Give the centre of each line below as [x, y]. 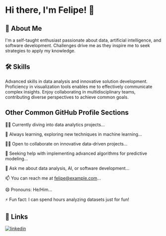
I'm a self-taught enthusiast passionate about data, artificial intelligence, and [83, 40]
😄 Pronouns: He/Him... [29, 189]
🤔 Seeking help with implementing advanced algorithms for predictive [76, 153]
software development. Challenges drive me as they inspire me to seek [78, 46]
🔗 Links [17, 217]
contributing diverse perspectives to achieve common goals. [67, 97]
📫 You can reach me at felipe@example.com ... [53, 178]
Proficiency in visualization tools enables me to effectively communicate [79, 87]
